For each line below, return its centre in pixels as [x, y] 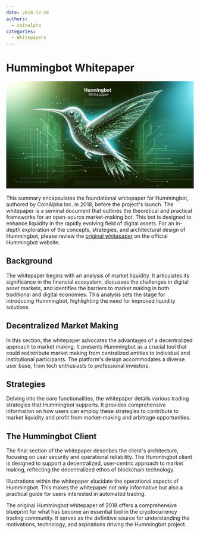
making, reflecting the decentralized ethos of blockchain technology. [90, 470]
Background [29, 261]
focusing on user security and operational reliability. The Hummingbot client [99, 457]
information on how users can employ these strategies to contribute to [93, 411]
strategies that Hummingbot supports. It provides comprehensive [86, 405]
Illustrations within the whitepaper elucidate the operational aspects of [92, 481]
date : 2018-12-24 [28, 13]
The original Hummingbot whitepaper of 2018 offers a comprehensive [92, 505]
